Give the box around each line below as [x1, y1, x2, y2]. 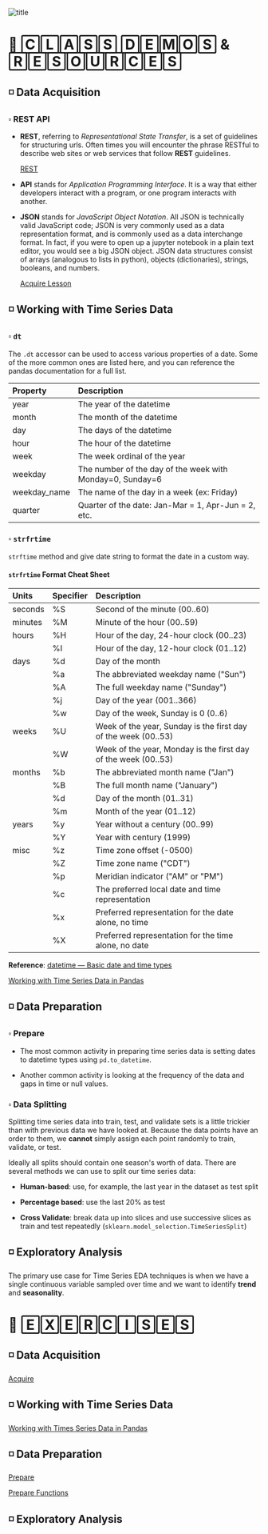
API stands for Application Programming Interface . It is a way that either [19, 179, 258, 189]
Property [12, 385, 47, 396]
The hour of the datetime [77, 437, 171, 448]
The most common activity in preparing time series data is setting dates [19, 1046, 256, 1055]
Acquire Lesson [19, 278, 72, 288]
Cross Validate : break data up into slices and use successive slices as [19, 1213, 251, 1223]
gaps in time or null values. [19, 1079, 108, 1088]
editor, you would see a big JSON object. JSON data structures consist [19, 246, 253, 255]
